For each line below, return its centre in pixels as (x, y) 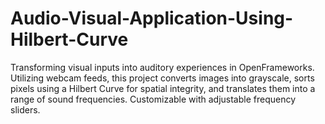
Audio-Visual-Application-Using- (152, 18)
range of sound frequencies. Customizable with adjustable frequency (153, 99)
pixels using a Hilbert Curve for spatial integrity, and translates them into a (163, 88)
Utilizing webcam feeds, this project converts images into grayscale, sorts (162, 78)
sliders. (25, 109)
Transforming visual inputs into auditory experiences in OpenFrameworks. (162, 67)
